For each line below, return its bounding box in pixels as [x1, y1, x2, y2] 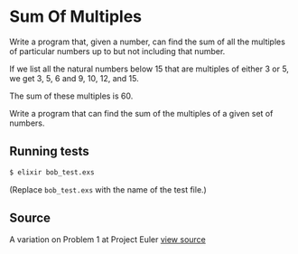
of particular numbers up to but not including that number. [9, 45, 226, 56]
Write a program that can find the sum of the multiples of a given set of [9, 108, 274, 118]
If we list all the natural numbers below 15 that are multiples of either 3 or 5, [9, 63, 289, 74]
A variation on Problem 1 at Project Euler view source [9, 234, 206, 245]
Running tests [9, 144, 90, 159]
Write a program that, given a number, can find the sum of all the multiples [9, 36, 286, 47]
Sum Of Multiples [9, 6, 143, 27]
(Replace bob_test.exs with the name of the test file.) [9, 183, 208, 195]
